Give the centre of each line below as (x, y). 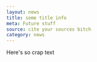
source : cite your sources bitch (49, 29)
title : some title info (37, 18)
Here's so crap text (31, 52)
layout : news (23, 12)
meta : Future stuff (31, 23)
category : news (26, 35)
